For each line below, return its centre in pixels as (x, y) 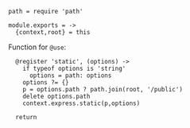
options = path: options (70, 76)
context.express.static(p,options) (81, 103)
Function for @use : (37, 47)
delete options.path (56, 96)
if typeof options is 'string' (74, 68)
